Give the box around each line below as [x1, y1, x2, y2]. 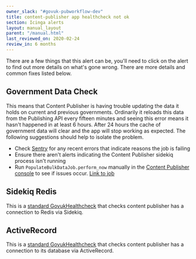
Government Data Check [6, 87, 98, 97]
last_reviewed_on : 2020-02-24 [6, 36, 80, 42]
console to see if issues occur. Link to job [14, 169, 115, 176]
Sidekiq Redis [6, 187, 57, 197]
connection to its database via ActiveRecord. [6, 247, 114, 254]
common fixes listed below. [6, 70, 72, 77]
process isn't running [14, 157, 66, 164]
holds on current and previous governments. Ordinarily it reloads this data [6, 108, 184, 115]
